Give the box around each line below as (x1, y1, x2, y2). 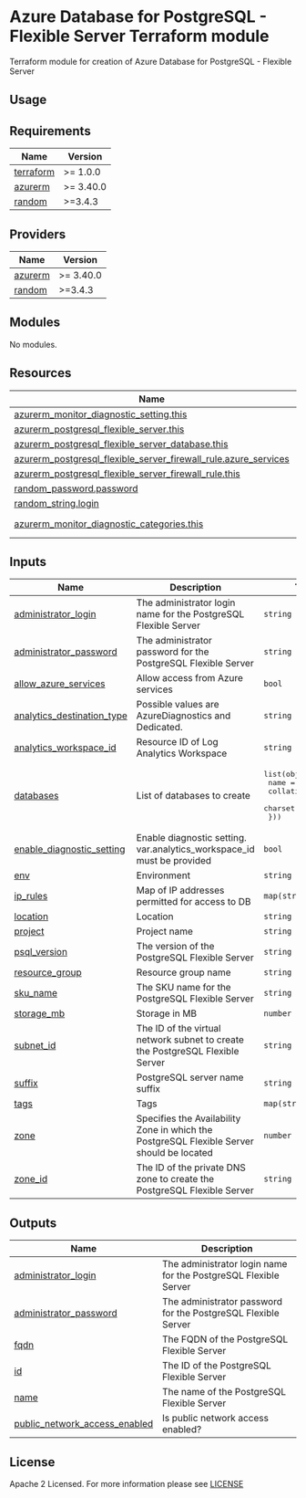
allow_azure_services (14, 677, 106, 690)
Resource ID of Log (136, 736, 219, 749)
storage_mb (14, 1007, 66, 1020)
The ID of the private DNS (136, 1161, 246, 1174)
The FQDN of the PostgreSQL (162, 1333, 289, 1346)
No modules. (9, 339, 57, 350)
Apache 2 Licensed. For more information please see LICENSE (9, 1479, 244, 1490)
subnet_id (14, 1039, 56, 1052)
